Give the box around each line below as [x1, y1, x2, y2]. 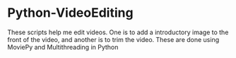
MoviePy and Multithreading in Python [7, 43, 119, 51]
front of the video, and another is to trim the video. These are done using [7, 35, 220, 43]
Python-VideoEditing [7, 5, 134, 21]
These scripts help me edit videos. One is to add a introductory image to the [7, 28, 229, 36]
